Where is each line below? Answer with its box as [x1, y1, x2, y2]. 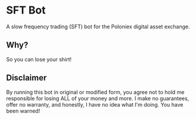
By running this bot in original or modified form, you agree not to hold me [6, 88, 185, 95]
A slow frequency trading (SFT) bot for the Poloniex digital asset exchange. [6, 23, 190, 30]
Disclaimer [6, 73, 47, 83]
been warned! [6, 107, 40, 114]
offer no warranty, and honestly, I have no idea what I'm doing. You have [6, 101, 184, 108]
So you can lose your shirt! [6, 55, 72, 62]
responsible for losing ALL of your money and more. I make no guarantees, [6, 95, 189, 102]
